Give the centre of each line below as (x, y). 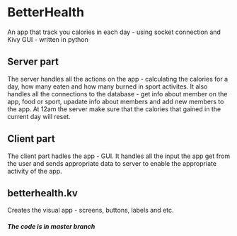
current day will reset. (39, 116)
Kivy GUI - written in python (48, 39)
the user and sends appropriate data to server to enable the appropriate (112, 163)
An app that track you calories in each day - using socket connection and (114, 32)
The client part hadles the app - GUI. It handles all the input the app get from (119, 156)
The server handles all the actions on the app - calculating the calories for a (118, 79)
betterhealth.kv (42, 193)
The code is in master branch (51, 226)
